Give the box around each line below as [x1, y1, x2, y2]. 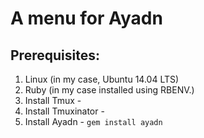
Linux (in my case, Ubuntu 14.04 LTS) [24, 73, 180, 85]
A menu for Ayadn [10, 7, 163, 30]
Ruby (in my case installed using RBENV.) [24, 84, 195, 96]
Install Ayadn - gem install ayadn [24, 116, 163, 127]
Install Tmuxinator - [24, 105, 105, 117]
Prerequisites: [10, 47, 100, 64]
